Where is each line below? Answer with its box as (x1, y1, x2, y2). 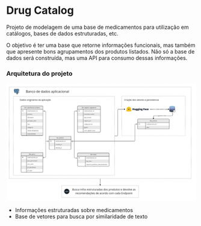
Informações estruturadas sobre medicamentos (14, 206, 134, 213)
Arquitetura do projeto (6, 69, 73, 78)
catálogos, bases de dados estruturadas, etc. (6, 29, 119, 37)
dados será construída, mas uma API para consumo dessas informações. (6, 54, 188, 61)
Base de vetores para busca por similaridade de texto (14, 213, 148, 220)
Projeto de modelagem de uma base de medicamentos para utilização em (6, 23, 189, 31)
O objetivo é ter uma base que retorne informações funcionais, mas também (6, 41, 196, 49)
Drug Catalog (6, 4, 74, 17)
